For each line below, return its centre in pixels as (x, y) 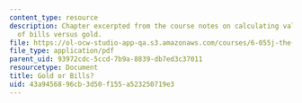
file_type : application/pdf (62, 51)
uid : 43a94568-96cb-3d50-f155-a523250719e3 (92, 84)
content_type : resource (54, 17)
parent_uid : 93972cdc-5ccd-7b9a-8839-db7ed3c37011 (106, 59)
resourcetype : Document (54, 68)
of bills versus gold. (60, 34)
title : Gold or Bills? (52, 76)
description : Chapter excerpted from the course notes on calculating (144, 26)
